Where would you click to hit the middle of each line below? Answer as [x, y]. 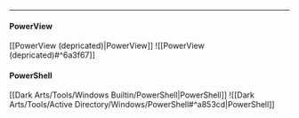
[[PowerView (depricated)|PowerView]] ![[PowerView [107, 46]
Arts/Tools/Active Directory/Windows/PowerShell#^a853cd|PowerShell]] [142, 105]
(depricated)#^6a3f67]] [52, 55]
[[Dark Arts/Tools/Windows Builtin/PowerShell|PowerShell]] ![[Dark [132, 95]
